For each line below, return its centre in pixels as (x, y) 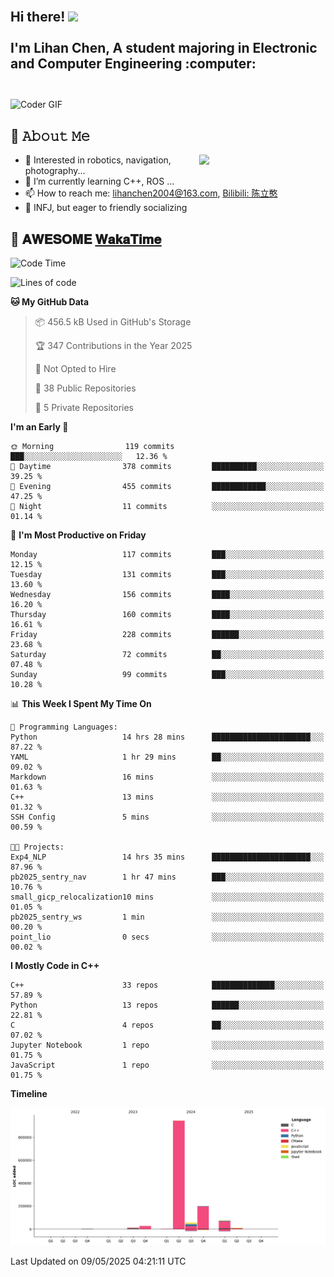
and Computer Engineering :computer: (133, 64)
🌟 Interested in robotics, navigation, (98, 160)
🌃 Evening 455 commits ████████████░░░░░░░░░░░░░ (167, 487)
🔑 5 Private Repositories (84, 408)
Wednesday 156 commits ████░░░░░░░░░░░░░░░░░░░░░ (167, 595)
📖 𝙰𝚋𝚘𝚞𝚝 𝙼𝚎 (50, 135)
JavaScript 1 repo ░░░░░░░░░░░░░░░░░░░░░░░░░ (167, 1065)
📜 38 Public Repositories (85, 388)
